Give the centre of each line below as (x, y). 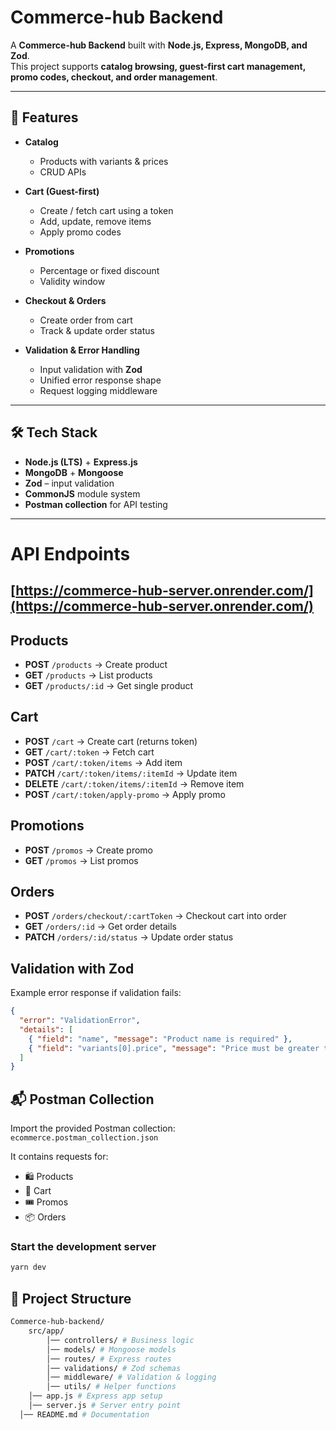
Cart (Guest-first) (62, 191)
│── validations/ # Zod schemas (114, 1368)
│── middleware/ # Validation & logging (131, 1377)
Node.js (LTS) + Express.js (81, 462)
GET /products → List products (88, 675)
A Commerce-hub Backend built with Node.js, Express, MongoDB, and (159, 45)
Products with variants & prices (104, 161)
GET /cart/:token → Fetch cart (89, 752)
